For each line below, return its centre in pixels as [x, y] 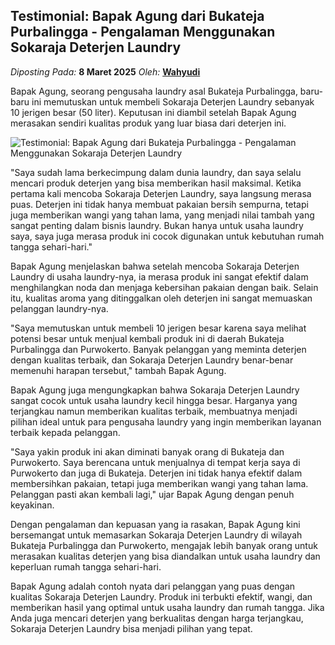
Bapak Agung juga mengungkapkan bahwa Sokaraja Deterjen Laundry [155, 390]
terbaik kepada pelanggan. [65, 432]
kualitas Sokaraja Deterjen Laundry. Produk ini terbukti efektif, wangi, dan [161, 596]
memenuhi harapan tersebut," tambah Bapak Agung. [118, 370]
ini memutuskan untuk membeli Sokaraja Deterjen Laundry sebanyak [173, 101]
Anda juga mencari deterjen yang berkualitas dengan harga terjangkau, [157, 618]
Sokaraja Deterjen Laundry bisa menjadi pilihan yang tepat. [131, 628]
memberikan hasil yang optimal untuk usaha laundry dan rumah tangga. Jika [167, 607]
